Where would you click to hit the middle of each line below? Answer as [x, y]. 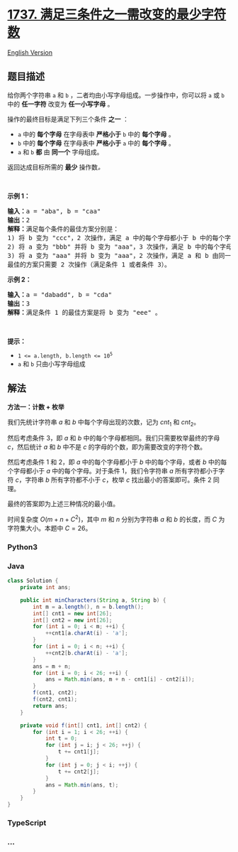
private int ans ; [46, 588]
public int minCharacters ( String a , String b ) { [93, 600]
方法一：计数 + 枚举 [36, 406]
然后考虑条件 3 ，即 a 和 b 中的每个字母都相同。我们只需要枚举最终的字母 [114, 438]
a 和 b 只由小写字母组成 [51, 364]
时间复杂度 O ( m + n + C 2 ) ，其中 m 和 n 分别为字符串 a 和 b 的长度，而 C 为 [116, 519]
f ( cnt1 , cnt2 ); [55, 693]
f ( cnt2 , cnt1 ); [55, 700]
